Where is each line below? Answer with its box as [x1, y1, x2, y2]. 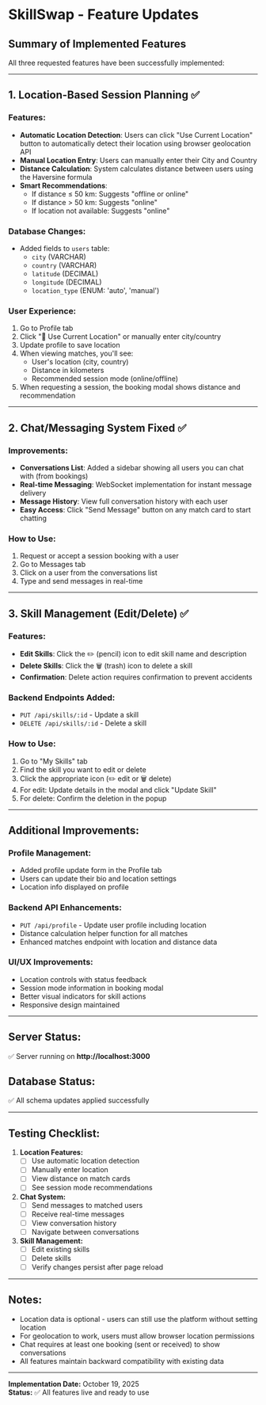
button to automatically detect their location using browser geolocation [19, 139, 251, 148]
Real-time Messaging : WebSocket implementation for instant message [19, 479, 252, 489]
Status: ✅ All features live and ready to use [8, 1388, 150, 1397]
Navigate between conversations [31, 1227, 140, 1236]
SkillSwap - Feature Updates [8, 6, 199, 24]
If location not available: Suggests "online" [31, 206, 170, 215]
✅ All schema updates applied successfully [8, 1095, 150, 1106]
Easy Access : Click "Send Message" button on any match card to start [19, 505, 252, 514]
